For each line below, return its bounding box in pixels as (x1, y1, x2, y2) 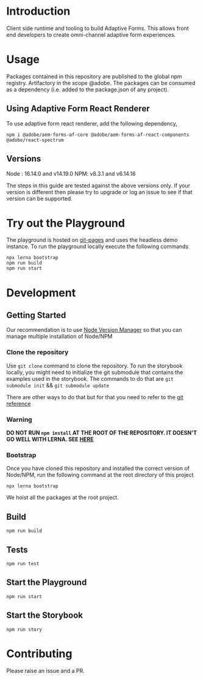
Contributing (6, 647, 73, 661)
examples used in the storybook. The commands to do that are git (6, 375, 174, 382)
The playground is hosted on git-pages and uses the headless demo (6, 236, 178, 244)
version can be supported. (6, 195, 73, 202)
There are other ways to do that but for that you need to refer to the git (6, 393, 184, 400)
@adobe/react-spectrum (6, 137, 64, 143)
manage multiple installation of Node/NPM (6, 332, 113, 340)
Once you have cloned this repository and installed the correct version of (6, 465, 190, 472)
